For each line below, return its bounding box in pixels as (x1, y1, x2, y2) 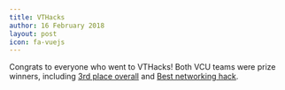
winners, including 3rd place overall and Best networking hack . (9, 71, 239, 82)
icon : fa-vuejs (9, 37, 65, 47)
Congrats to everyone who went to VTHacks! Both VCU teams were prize (9, 62, 276, 72)
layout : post (9, 29, 58, 38)
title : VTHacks (9, 12, 65, 22)
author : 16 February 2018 (9, 21, 104, 30)
